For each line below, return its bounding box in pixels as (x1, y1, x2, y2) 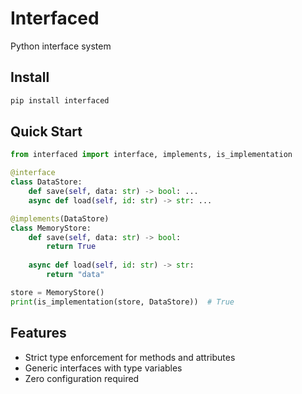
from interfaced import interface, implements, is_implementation (10, 150, 293, 160)
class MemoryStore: (10, 223, 92, 233)
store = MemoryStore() (10, 287, 105, 297)
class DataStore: (10, 177, 83, 187)
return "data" (46, 270, 105, 280)
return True (46, 242, 97, 252)
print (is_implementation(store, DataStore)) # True (10, 297, 235, 307)
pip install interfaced (10, 95, 110, 106)
